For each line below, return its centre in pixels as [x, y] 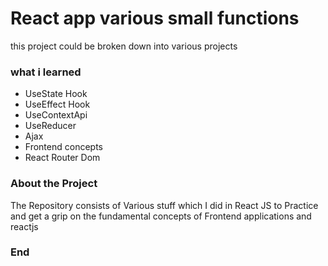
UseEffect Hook [57, 104]
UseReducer [50, 126]
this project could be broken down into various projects [124, 46]
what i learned [46, 72]
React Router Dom [62, 158]
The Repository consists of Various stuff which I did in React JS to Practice [164, 205]
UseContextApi [56, 115]
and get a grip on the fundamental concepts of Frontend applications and [161, 216]
